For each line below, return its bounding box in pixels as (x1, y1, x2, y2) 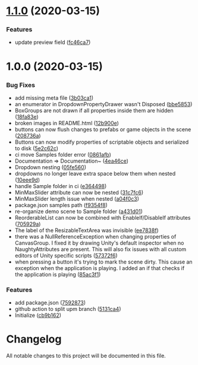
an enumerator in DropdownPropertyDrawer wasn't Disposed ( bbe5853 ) (14, 100, 193, 107)
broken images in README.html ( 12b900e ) (14, 119, 119, 126)
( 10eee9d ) (14, 176, 40, 183)
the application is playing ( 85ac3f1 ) (14, 271, 101, 278)
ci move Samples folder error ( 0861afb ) (14, 151, 112, 158)
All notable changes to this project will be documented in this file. (6, 352, 166, 360)
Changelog (6, 332, 62, 346)
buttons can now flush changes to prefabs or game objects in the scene (14, 126, 191, 133)
